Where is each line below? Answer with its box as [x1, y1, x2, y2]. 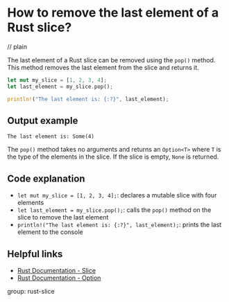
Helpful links [7, 248, 63, 260]
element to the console [17, 228, 83, 236]
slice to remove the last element [17, 213, 109, 222]
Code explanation [7, 172, 85, 184]
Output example [7, 114, 78, 126]
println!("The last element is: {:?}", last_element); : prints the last [17, 220, 222, 229]
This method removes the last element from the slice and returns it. [7, 63, 199, 71]
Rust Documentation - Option [17, 274, 101, 282]
